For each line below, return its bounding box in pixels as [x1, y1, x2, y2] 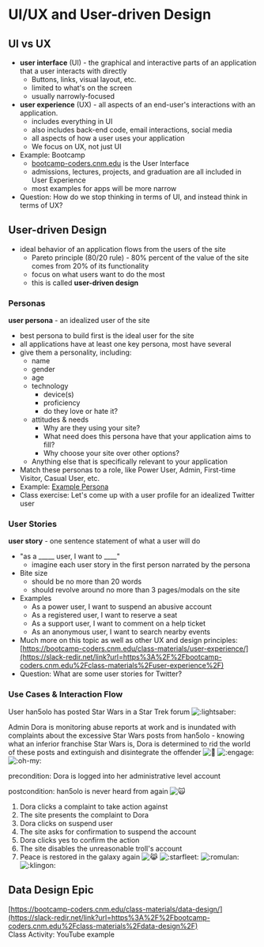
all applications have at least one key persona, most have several [19, 340, 232, 349]
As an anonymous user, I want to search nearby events [31, 627, 211, 637]
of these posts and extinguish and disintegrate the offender [8, 747, 202, 757]
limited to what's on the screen [31, 83, 133, 92]
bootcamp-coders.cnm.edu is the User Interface [31, 159, 190, 167]
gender [31, 365, 55, 374]
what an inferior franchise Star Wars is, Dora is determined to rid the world [8, 738, 251, 748]
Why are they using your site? [43, 423, 141, 433]
